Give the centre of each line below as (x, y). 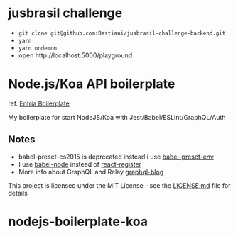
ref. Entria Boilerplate (39, 103)
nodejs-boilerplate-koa (78, 221)
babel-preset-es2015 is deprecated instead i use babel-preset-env (116, 157)
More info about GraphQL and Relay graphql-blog (91, 172)
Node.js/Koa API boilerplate (92, 84)
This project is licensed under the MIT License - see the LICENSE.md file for (119, 185)
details (18, 193)
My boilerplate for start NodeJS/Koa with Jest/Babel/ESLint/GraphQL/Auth (117, 117)
